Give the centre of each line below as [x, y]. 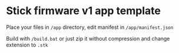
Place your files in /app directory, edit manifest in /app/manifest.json [90, 27]
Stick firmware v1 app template [83, 11]
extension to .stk [27, 45]
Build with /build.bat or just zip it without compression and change [88, 38]
